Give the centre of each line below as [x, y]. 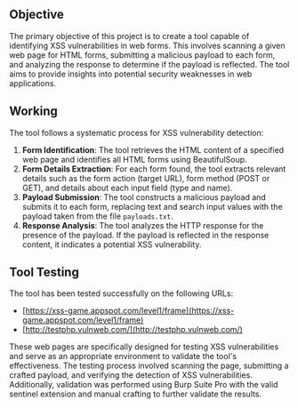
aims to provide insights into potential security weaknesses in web [131, 74]
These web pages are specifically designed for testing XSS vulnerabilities [144, 347]
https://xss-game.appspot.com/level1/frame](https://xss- [130, 311]
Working [33, 112]
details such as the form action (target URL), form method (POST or [146, 178]
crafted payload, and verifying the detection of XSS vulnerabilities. [131, 375]
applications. [32, 83]
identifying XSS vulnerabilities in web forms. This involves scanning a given [147, 45]
